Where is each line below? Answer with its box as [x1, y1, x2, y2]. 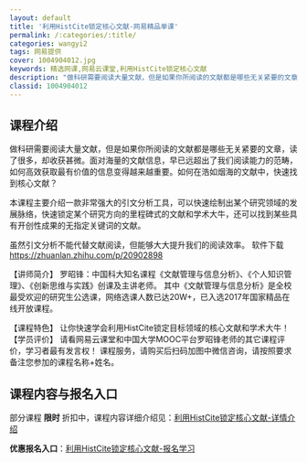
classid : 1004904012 [9, 81, 89, 91]
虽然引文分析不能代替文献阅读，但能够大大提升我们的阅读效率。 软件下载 [9, 240, 284, 251]
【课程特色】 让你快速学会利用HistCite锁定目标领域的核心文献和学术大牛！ [9, 322, 290, 334]
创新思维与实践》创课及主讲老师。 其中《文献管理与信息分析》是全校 [33, 280, 292, 291]
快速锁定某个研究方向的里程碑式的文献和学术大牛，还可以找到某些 [40, 209, 290, 220]
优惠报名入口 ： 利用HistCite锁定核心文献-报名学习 [9, 443, 196, 454]
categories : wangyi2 [9, 38, 89, 48]
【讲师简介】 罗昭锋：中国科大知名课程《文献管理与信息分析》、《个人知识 [9, 269, 284, 280]
